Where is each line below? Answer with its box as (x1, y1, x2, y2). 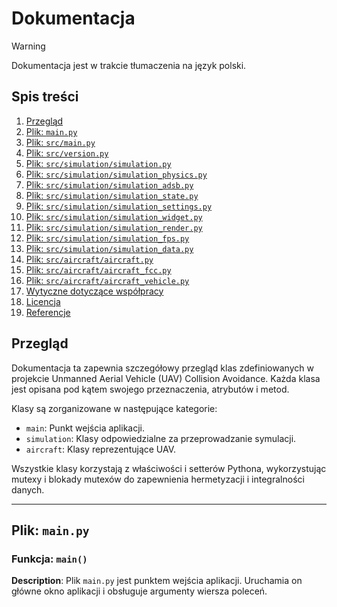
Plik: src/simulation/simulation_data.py (25, 242, 194, 254)
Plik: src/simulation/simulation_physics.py (25, 168, 208, 180)
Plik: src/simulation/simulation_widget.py (25, 210, 203, 222)
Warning (11, 40, 46, 52)
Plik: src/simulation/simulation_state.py (25, 189, 199, 201)
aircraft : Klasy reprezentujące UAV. (25, 443, 177, 455)
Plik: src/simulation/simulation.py (25, 157, 172, 169)
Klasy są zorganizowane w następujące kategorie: (11, 402, 218, 414)
